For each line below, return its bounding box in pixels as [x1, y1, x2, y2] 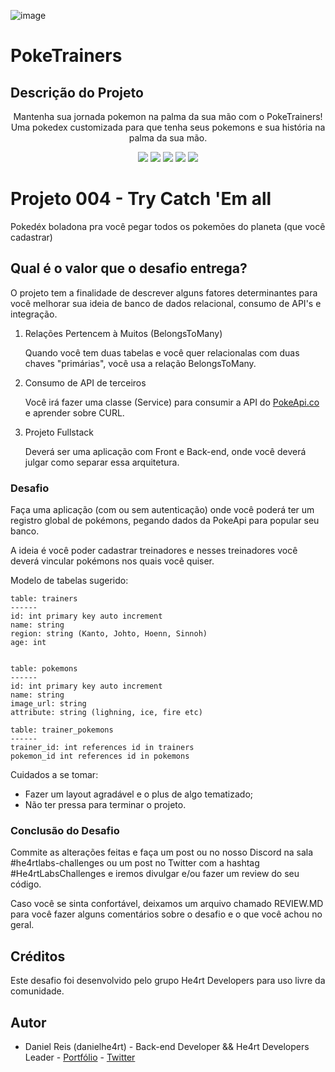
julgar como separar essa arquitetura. [24, 456, 180, 468]
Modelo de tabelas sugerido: [10, 575, 129, 587]
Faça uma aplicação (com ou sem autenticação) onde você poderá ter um [10, 504, 315, 516]
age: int [10, 638, 47, 648]
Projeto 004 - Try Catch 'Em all [10, 188, 272, 210]
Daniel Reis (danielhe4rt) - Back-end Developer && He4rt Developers [24, 1040, 310, 1052]
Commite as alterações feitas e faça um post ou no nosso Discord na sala [10, 846, 314, 859]
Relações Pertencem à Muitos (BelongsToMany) [24, 327, 223, 339]
